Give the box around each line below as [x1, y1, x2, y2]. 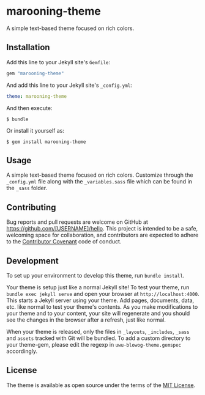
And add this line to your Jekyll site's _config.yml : [6, 81, 133, 89]
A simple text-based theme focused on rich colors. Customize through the [6, 171, 194, 179]
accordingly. [6, 347, 38, 355]
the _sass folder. [6, 185, 48, 192]
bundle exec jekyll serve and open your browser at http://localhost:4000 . [6, 290, 199, 297]
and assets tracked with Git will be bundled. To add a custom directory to [6, 334, 191, 342]
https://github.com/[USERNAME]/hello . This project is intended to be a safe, [6, 225, 198, 232]
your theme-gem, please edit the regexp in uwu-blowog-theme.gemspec [6, 341, 182, 348]
